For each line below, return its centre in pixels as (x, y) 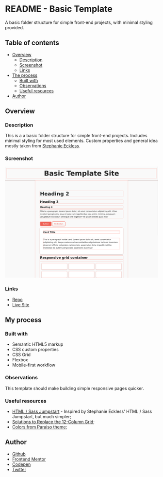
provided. (15, 27)
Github (19, 454)
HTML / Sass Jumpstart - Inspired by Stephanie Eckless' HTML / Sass (82, 411)
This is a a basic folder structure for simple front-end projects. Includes (76, 136)
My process (23, 320)
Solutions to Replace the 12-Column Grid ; (53, 422)
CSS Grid (21, 355)
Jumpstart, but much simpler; (41, 416)
